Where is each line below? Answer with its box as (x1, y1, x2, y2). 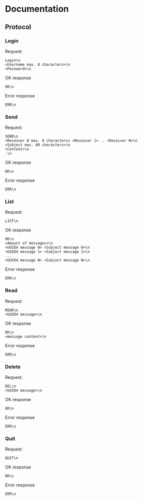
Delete (5, 363, 21, 370)
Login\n (5, 57, 21, 63)
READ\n (5, 308, 18, 313)
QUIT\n (5, 456, 18, 461)
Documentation (5, 3, 69, 15)
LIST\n (5, 219, 18, 223)
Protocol (5, 23, 32, 31)
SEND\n (5, 134, 18, 139)
